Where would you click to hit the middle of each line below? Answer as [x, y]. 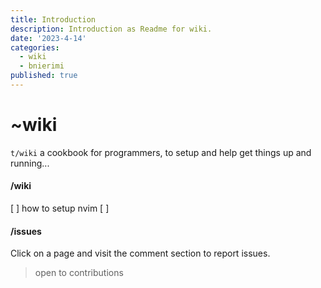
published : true [44, 76]
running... [30, 163]
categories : [35, 47]
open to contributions [79, 273]
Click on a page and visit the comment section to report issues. [140, 253]
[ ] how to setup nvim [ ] [60, 208]
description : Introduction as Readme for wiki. [111, 29]
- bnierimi [42, 66]
